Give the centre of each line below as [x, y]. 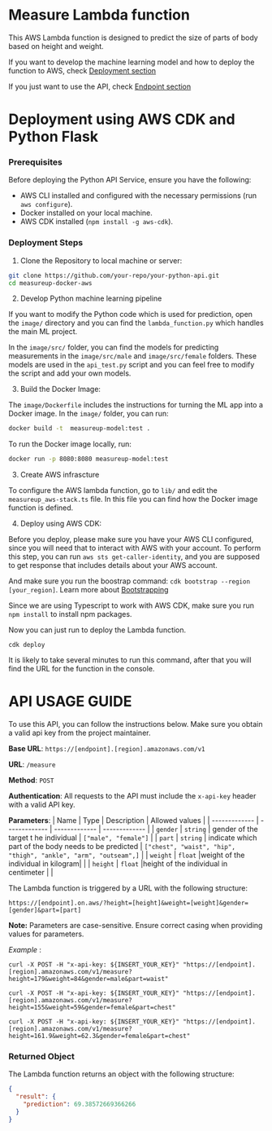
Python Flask [54, 137]
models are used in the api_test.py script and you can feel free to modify [132, 365]
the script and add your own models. [70, 373]
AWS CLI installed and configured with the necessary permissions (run [138, 196]
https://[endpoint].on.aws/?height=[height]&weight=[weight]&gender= [129, 903]
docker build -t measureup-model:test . [80, 429]
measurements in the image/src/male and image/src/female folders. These [133, 356]
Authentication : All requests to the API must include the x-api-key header [132, 796]
